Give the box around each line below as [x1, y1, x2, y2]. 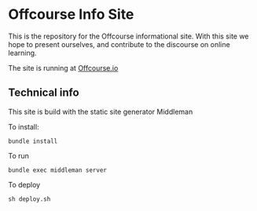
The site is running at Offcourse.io [8, 63, 119, 72]
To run [8, 151, 30, 160]
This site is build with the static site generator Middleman [8, 107, 193, 116]
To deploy [8, 180, 41, 189]
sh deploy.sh [8, 195, 51, 203]
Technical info [8, 86, 80, 100]
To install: [8, 122, 39, 131]
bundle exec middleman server [8, 166, 108, 174]
